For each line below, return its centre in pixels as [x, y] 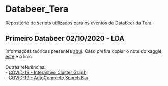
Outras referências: [25, 67]
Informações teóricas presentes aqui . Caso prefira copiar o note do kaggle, [84, 51]
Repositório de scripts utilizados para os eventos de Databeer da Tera [78, 23]
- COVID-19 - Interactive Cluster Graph [46, 72]
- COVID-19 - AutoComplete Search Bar [47, 78]
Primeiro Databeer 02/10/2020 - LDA [65, 39]
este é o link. [19, 56]
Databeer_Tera [37, 9]
